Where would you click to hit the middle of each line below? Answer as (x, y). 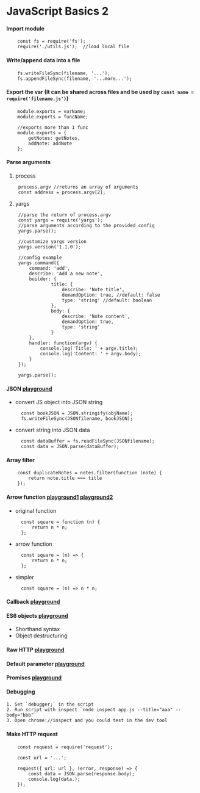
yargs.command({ (39, 263)
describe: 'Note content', (96, 316)
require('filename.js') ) (37, 98)
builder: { (43, 279)
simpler (25, 577)
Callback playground (33, 602)
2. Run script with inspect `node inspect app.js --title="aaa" (90, 710)
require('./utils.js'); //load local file (73, 47)
